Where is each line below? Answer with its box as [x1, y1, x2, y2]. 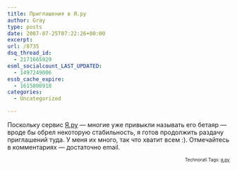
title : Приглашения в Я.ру [7, 10, 87, 18]
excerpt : [7, 37, 33, 44]
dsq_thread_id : [7, 50, 52, 57]
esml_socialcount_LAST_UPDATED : [7, 63, 102, 70]
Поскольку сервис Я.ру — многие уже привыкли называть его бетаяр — [7, 121, 227, 129]
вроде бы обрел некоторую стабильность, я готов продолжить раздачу [7, 128, 224, 136]
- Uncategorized [13, 96, 61, 103]
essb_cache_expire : [7, 75, 65, 83]
